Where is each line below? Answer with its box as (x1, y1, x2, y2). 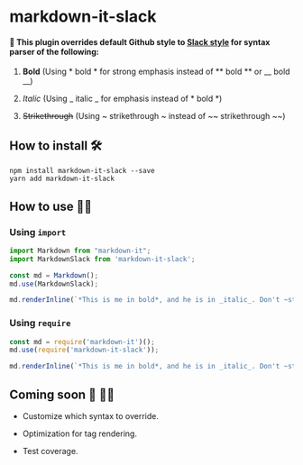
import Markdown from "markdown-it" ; (9, 246, 151, 255)
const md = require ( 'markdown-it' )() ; (9, 337, 155, 346)
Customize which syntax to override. (22, 411, 160, 421)
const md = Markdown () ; (9, 270, 99, 280)
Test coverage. (22, 446, 78, 456)
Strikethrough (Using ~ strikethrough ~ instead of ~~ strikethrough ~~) (22, 111, 286, 122)
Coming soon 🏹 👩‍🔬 (9, 387, 115, 402)
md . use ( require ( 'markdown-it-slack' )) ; (9, 345, 160, 355)
